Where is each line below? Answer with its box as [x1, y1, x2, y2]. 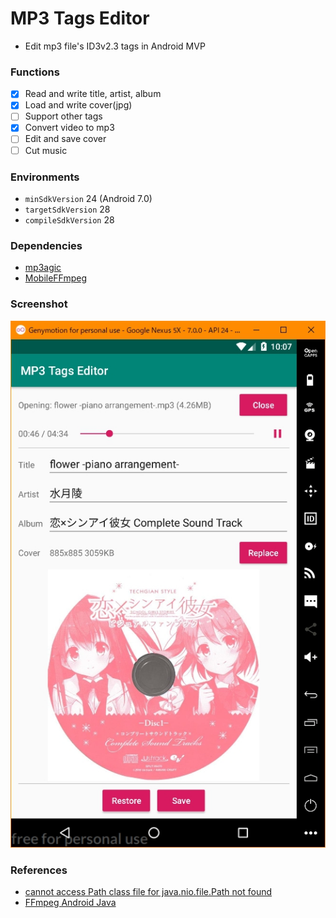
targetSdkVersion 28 [24, 203, 111, 215]
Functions [10, 65, 60, 79]
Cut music [24, 144, 68, 156]
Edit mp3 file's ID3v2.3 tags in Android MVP [24, 40, 206, 52]
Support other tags [24, 110, 103, 122]
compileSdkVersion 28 [24, 213, 115, 226]
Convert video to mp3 [24, 122, 115, 134]
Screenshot [10, 297, 68, 311]
